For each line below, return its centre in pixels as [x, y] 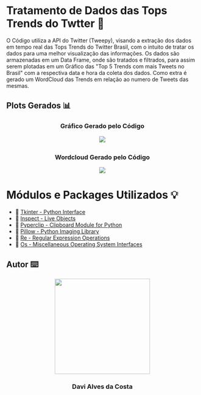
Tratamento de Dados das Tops [87, 11]
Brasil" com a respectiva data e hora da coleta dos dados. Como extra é [97, 73]
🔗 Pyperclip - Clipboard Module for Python [69, 225]
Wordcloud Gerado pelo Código [102, 157]
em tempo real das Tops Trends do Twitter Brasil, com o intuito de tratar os [100, 47]
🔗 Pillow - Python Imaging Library [57, 232]
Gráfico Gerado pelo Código [102, 126]
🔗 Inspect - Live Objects [45, 219]
